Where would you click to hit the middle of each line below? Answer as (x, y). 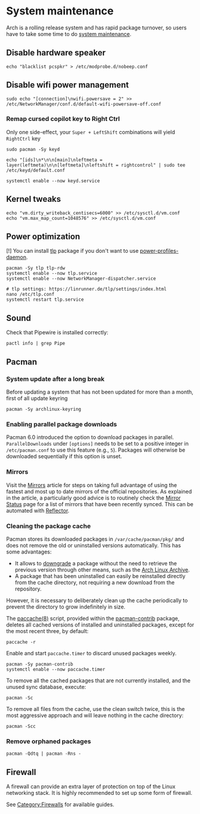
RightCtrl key (23, 138)
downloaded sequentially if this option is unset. (64, 456)
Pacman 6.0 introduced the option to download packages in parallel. (90, 437)
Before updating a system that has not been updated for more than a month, (100, 392)
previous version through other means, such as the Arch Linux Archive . (102, 570)
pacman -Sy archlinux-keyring (44, 409)
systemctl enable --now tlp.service (52, 274)
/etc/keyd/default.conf (36, 170)
